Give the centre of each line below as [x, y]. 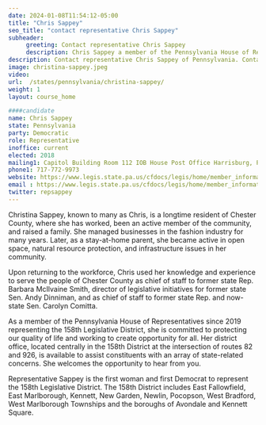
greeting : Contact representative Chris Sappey [106, 45]
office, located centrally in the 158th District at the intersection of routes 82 [131, 347]
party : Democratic [38, 133]
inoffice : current [38, 147]
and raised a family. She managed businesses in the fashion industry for [126, 232]
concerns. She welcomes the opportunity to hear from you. [105, 363]
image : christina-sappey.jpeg [58, 67]
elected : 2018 [32, 155]
